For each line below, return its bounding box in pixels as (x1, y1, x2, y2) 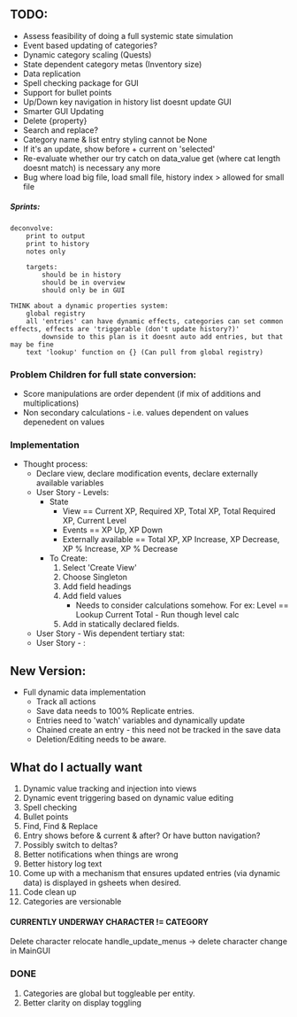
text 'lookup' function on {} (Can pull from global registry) (26, 347, 264, 357)
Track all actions (35, 696, 96, 707)
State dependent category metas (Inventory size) (22, 58, 202, 69)
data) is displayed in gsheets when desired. (22, 877, 182, 888)
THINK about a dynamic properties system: (10, 301, 169, 310)
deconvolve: (10, 223, 54, 233)
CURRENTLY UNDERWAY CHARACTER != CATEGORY (10, 916, 209, 927)
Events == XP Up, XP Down (62, 524, 163, 535)
